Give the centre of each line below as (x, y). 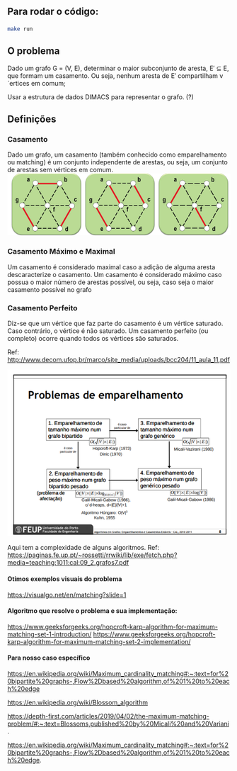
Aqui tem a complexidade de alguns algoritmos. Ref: (83, 548)
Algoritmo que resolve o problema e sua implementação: (93, 611)
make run (20, 29)
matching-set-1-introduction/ (50, 634)
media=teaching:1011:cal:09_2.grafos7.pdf (68, 563)
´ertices (18, 83)
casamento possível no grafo (50, 289)
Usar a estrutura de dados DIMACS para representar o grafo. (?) (101, 97)
